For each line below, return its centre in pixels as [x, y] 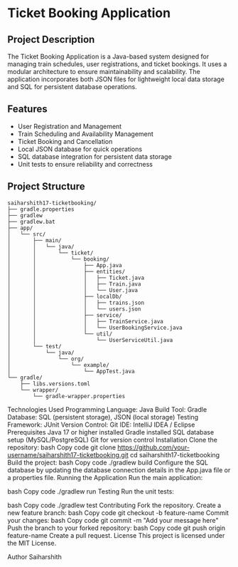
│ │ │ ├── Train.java [74, 284]
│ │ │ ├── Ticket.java [76, 278]
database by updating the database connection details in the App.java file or [119, 470]
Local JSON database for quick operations [80, 149]
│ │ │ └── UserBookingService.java [95, 328]
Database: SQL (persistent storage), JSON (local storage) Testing [103, 417]
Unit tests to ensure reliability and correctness [85, 164]
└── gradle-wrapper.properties [79, 396]
